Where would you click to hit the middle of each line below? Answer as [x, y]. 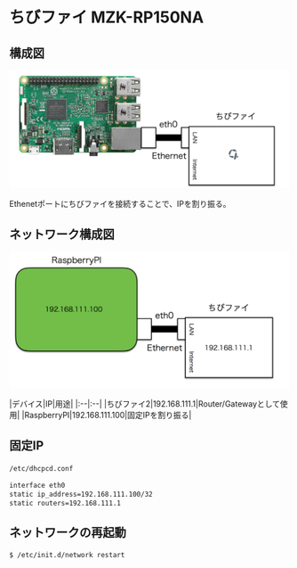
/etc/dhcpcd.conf [41, 468]
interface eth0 [37, 485]
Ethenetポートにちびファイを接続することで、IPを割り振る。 [120, 203]
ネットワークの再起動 [68, 533]
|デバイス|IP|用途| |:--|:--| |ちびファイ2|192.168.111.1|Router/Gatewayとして [145, 404]
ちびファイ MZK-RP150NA [107, 17]
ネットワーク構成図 [62, 235]
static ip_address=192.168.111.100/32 [81, 494]
